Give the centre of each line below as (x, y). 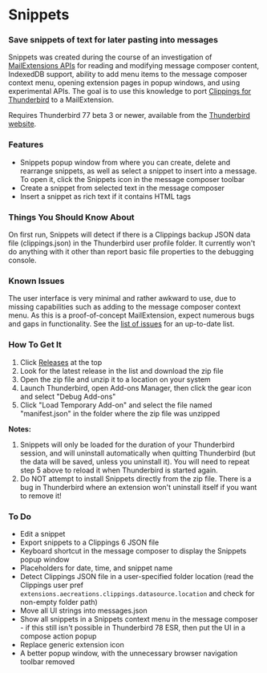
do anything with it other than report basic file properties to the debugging (131, 252)
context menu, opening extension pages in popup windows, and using (124, 83)
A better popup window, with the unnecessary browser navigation (129, 653)
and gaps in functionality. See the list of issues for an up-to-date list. (121, 324)
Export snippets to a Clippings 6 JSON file (89, 542)
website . (22, 124)
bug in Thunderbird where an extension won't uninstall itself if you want (138, 487)
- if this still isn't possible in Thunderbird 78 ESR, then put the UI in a (133, 627)
